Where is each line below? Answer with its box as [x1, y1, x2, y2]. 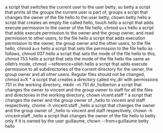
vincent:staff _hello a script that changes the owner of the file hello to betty [5, 113, 156, 118]
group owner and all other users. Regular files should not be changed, [5, 72, 145, 77]
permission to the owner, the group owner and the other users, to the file [5, 40, 151, 46]
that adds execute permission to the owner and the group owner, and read [5, 30, 154, 36]
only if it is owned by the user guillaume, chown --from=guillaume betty [5, 118, 149, 124]
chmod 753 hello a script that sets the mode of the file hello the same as [5, 56, 150, 61]
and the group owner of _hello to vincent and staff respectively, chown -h [5, 108, 152, 114]
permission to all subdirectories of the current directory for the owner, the [5, 66, 153, 72]
